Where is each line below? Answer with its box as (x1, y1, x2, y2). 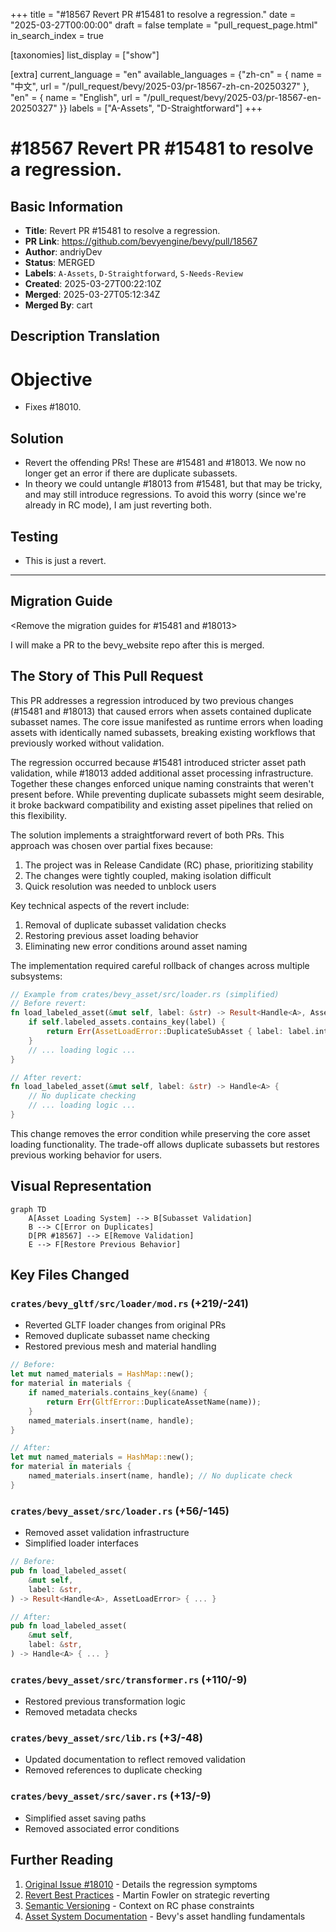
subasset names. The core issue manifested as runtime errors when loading (10, 715, 324, 728)
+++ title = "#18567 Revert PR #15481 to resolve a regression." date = (10, 9, 297, 20)
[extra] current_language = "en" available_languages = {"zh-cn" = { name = (10, 69, 323, 80)
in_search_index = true (10, 30, 104, 41)
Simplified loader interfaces (24, 1537, 139, 1549)
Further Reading (10, 1852, 114, 1869)
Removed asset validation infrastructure (24, 1527, 190, 1539)
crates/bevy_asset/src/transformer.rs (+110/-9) (10, 1672, 248, 1686)
